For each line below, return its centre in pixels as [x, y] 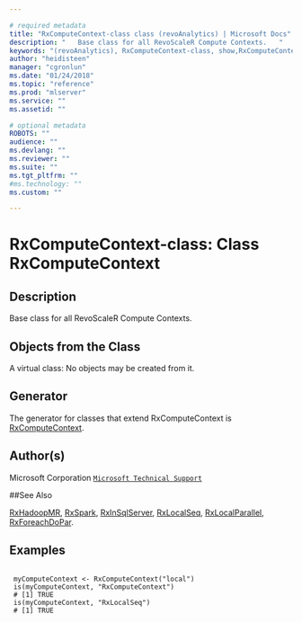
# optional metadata [48, 125]
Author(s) [37, 456]
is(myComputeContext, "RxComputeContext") [94, 587]
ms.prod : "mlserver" [48, 92]
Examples [37, 551]
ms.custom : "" [36, 192]
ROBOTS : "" [30, 134]
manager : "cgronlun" [48, 67]
